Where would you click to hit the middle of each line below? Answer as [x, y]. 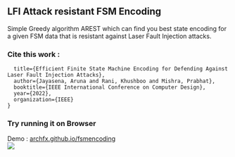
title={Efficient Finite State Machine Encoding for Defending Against [121, 69]
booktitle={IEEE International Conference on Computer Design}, [110, 87]
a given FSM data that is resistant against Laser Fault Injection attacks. [109, 36]
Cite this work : [34, 54]
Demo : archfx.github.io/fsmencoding [62, 139]
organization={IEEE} [44, 100]
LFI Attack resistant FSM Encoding [84, 12]
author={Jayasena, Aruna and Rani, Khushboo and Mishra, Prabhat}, [115, 81]
